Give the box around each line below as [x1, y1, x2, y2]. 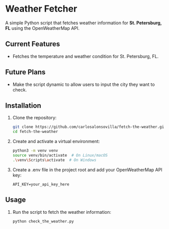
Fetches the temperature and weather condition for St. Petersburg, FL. [12, 53, 159, 59]
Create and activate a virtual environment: [12, 139, 100, 145]
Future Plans [5, 68, 46, 76]
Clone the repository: [12, 115, 57, 121]
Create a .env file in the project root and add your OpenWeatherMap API [12, 166, 162, 172]
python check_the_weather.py [12, 218, 74, 224]
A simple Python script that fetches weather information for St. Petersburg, [5, 20, 162, 26]
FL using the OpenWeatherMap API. [5, 25, 80, 31]
